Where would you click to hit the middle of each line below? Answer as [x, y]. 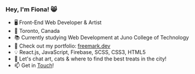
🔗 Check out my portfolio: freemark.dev [62, 46]
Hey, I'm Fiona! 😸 [31, 9]
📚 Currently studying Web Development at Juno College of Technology [102, 38]
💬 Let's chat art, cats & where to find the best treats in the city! [90, 59]
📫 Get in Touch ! [34, 65]
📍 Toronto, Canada [37, 31]
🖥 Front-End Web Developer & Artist [58, 22]
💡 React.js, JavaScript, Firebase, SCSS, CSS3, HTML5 [80, 52]
